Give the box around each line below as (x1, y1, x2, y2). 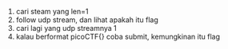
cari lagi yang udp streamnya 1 (15, 24, 118, 32)
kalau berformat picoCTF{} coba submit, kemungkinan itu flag (15, 32, 220, 41)
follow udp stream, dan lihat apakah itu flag (15, 15, 158, 24)
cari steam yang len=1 (15, 7, 89, 16)
